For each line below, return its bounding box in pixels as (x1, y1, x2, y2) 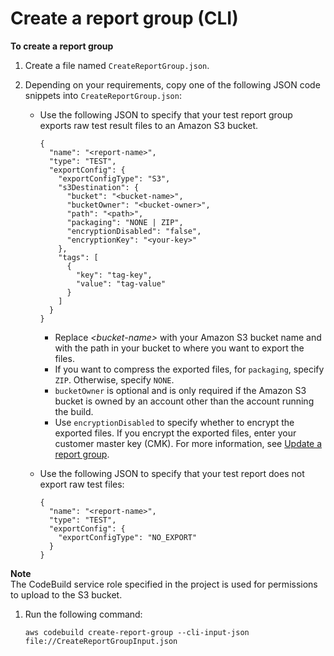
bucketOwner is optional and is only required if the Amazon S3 (54, 384, 307, 396)
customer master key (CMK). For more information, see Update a (54, 437, 323, 449)
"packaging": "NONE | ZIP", (66, 217, 184, 227)
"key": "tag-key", (75, 270, 153, 280)
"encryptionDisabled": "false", (66, 226, 202, 236)
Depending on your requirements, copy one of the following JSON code (24, 78, 321, 91)
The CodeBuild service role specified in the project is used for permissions (10, 578, 318, 590)
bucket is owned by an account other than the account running (54, 395, 315, 407)
